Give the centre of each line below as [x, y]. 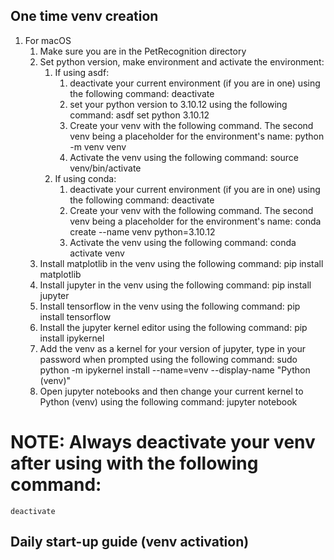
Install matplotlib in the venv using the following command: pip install [181, 263]
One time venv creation [84, 16]
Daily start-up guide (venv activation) [130, 542]
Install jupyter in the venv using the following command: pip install [175, 285]
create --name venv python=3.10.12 [142, 231]
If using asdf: [82, 72]
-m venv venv [98, 146]
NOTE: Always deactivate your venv [163, 442]
